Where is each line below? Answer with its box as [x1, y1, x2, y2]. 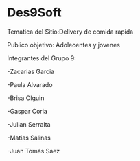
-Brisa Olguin [7, 94, 45, 102]
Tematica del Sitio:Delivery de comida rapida [7, 27, 134, 36]
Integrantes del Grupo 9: [7, 53, 77, 62]
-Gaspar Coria [7, 107, 48, 115]
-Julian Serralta [7, 120, 51, 128]
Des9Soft [7, 5, 62, 21]
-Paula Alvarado [7, 80, 53, 88]
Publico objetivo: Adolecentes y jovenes [7, 40, 120, 49]
